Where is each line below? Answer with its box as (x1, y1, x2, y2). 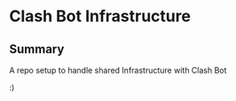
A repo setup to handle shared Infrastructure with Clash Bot (9, 65, 227, 75)
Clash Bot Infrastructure (9, 6, 191, 27)
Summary (9, 42, 65, 57)
